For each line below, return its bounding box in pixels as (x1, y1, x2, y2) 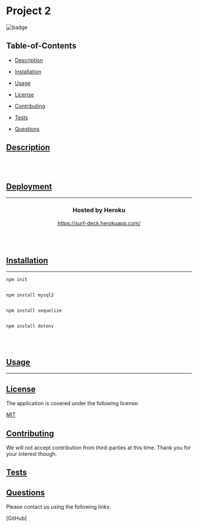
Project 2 (6, 4, 51, 18)
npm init (6, 277, 28, 283)
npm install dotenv (6, 324, 54, 329)
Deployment (6, 182, 52, 192)
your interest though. (6, 450, 57, 457)
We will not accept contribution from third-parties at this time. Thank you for (6, 444, 192, 451)
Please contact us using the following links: (6, 503, 111, 510)
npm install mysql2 (6, 292, 54, 298)
